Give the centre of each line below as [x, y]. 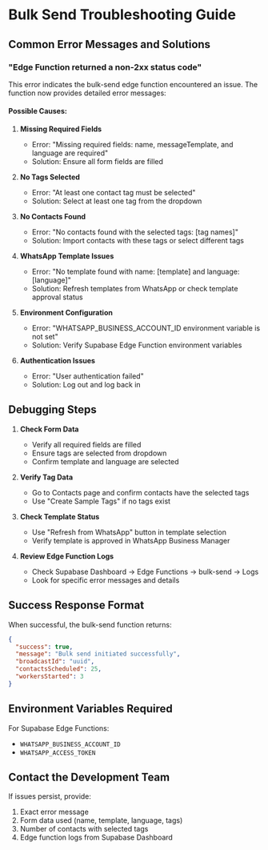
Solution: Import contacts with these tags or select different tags [138, 241]
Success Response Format [76, 605]
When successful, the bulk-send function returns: [90, 624]
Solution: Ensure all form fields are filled [98, 162]
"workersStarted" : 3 [50, 677]
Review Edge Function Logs [67, 556]
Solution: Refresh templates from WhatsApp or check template [135, 289]
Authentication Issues [58, 361]
